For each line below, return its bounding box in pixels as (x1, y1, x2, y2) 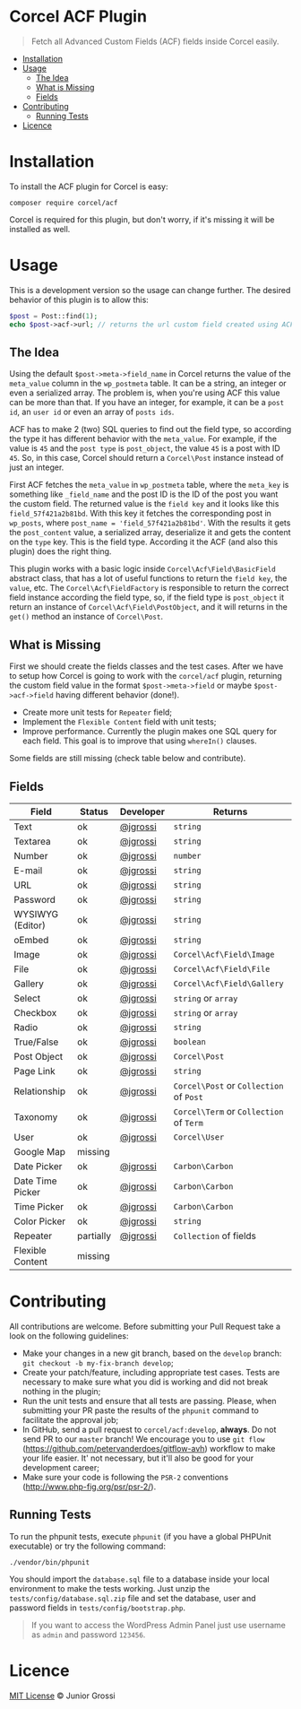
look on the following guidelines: (9, 1330, 129, 1341)
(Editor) (13, 919, 47, 932)
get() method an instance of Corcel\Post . (9, 612, 164, 622)
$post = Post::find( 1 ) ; (9, 311, 99, 320)
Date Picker (13, 1160, 63, 1172)
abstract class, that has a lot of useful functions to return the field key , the (9, 573, 288, 584)
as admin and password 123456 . (30, 1629, 146, 1640)
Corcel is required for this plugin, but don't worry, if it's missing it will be (9, 213, 275, 225)
